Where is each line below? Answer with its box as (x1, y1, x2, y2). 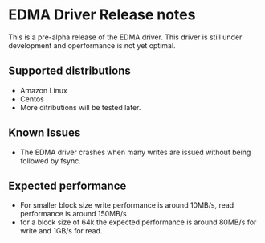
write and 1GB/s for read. (19, 226, 103, 236)
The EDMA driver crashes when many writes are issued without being (19, 147, 251, 157)
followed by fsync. (19, 155, 82, 166)
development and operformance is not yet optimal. (8, 40, 176, 50)
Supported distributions (8, 64, 131, 78)
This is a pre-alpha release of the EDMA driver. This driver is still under (8, 32, 243, 42)
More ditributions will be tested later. (19, 102, 141, 112)
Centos (19, 94, 44, 104)
